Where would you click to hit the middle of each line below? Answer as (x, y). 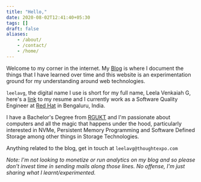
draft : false (23, 29)
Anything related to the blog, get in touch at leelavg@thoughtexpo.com (92, 148)
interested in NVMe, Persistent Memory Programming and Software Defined (101, 130)
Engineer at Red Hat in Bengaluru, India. (56, 105)
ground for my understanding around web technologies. (76, 81)
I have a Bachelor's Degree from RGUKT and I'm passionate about (88, 117)
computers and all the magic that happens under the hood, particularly (94, 124)
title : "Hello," (27, 12)
